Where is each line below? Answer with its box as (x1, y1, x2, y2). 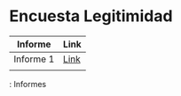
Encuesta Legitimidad (9, 6, 173, 26)
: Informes (9, 78, 47, 89)
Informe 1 (13, 53, 55, 65)
